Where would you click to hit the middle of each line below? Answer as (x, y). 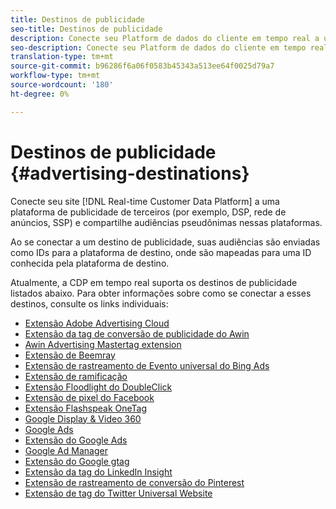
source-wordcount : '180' (62, 85)
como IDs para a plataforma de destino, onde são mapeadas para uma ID (161, 252)
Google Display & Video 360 (83, 418)
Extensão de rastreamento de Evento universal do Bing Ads (147, 365)
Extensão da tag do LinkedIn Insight (98, 472)
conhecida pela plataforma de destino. (90, 263)
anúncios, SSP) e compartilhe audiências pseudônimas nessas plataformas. (166, 222)
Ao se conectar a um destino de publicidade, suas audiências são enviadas (165, 242)
